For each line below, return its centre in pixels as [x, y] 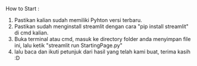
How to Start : [23, 9]
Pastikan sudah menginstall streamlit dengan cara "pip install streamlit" [101, 26]
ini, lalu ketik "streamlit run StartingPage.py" [68, 45]
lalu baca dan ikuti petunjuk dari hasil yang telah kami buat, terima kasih [102, 52]
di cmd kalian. [31, 33]
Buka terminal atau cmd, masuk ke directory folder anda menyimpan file [102, 39]
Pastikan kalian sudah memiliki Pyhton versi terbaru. [78, 20]
